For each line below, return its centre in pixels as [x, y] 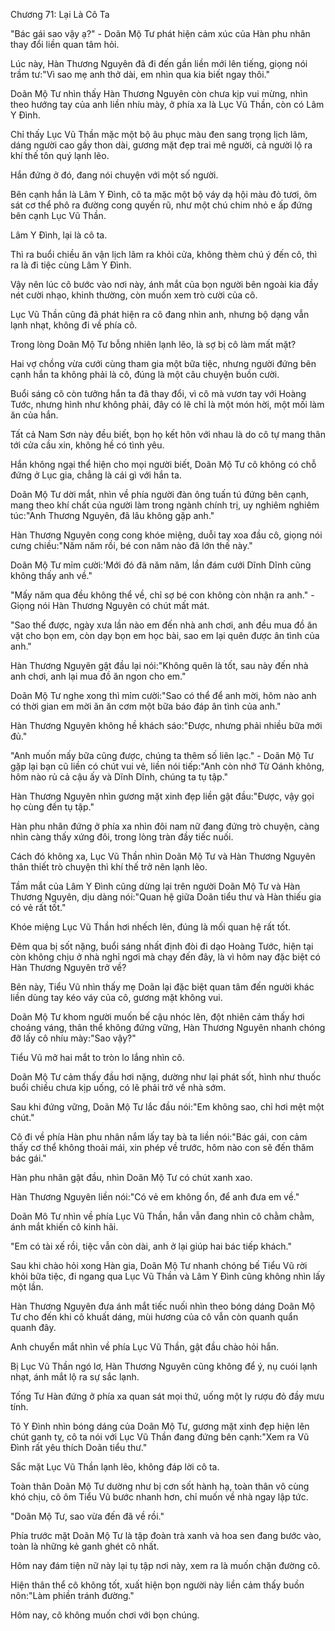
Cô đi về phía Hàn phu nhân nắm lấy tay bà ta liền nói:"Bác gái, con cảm [159, 1137]
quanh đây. [33, 1327]
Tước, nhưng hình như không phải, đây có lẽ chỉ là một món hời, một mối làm [167, 404]
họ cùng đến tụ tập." [52, 807]
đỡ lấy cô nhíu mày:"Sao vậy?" [73, 1038]
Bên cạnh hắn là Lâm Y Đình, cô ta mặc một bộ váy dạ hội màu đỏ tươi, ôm [164, 194]
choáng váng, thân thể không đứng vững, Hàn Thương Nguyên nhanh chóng [168, 1027]
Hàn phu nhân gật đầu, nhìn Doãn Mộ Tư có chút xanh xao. [131, 1177]
